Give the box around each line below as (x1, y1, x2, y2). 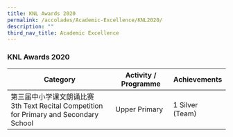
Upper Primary (115, 104, 164, 114)
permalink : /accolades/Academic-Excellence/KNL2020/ (7, 17, 163, 24)
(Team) (173, 109, 197, 118)
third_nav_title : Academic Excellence (7, 29, 119, 37)
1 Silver (173, 100, 198, 109)
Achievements (173, 74, 223, 84)
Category (44, 74, 76, 84)
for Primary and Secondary (10, 109, 99, 119)
